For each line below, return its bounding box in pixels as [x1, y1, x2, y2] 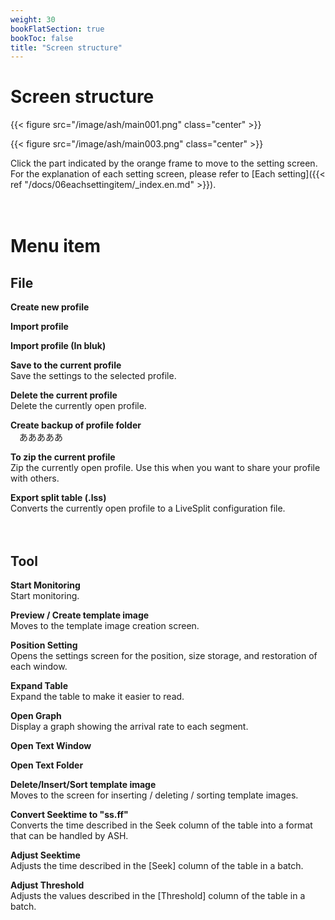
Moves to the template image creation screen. [10, 620, 200, 631]
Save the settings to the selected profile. [10, 370, 177, 382]
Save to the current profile [10, 359, 122, 371]
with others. [10, 472, 60, 485]
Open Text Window [10, 740, 92, 751]
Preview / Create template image [10, 609, 150, 621]
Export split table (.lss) [10, 492, 107, 504]
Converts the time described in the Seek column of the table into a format [10, 819, 313, 831]
